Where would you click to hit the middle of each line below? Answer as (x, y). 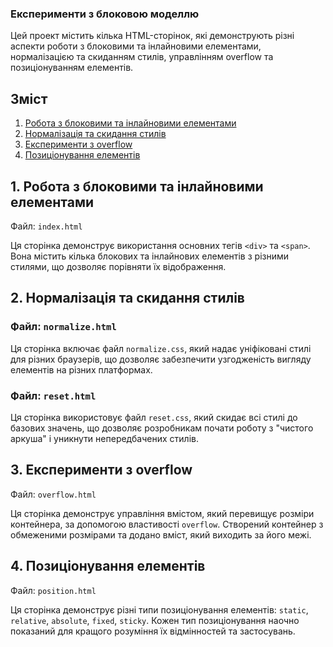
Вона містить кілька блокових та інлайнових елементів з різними (150, 256)
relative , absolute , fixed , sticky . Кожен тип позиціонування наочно (155, 620)
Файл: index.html (46, 226)
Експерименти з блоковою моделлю (105, 14)
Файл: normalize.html (63, 327)
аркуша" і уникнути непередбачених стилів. (104, 438)
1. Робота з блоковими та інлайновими (137, 186)
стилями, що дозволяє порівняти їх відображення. (118, 266)
